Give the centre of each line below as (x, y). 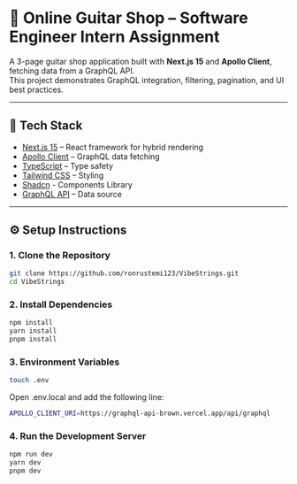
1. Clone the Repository (60, 256)
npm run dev (31, 455)
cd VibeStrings (37, 282)
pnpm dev (25, 471)
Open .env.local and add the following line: (87, 397)
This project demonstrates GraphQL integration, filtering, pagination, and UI (147, 80)
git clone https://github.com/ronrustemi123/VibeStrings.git (124, 273)
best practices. (36, 89)
